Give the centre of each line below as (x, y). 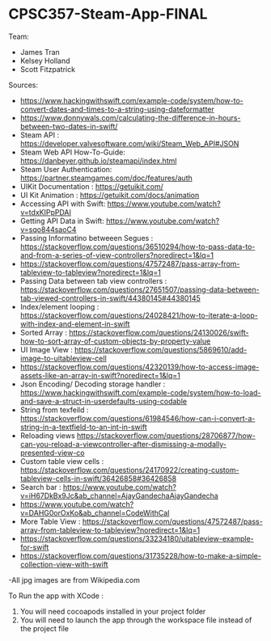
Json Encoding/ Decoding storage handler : (93, 384)
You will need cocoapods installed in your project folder (113, 611)
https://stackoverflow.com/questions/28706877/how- (166, 435)
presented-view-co (52, 453)
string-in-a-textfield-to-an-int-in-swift (83, 427)
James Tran (40, 52)
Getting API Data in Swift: (62, 221)
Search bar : (41, 487)
